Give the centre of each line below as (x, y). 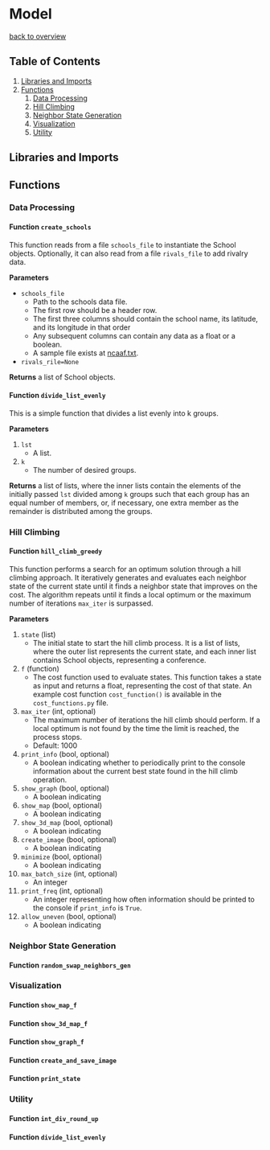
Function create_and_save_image (63, 1060)
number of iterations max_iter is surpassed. (81, 603)
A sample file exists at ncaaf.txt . (86, 353)
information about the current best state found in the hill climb (135, 771)
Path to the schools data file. (80, 302)
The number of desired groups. (84, 470)
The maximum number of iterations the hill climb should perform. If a (146, 720)
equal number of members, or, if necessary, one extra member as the (124, 503)
